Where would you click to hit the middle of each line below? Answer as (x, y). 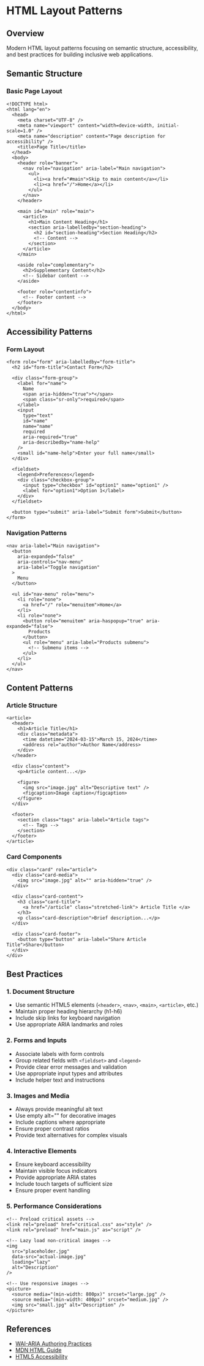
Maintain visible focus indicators (56, 1171)
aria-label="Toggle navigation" (59, 567)
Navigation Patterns (37, 533)
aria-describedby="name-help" (61, 443)
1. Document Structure (40, 991)
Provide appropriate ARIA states (55, 1177)
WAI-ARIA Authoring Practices (53, 1344)
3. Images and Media (38, 1096)
